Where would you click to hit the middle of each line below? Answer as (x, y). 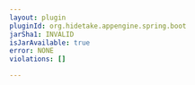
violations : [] (38, 59)
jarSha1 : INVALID (42, 34)
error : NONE (31, 51)
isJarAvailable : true (50, 42)
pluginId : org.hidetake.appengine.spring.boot (98, 26)
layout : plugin (38, 17)
